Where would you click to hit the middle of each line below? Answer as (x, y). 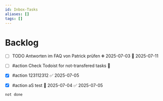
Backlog (22, 42)
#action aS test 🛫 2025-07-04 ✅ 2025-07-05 (57, 85)
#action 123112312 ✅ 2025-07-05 (45, 75)
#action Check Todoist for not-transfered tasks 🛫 (61, 66)
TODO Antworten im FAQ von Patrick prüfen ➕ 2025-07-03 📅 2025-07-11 (85, 56)
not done (14, 94)
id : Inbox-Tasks (21, 9)
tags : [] (14, 18)
